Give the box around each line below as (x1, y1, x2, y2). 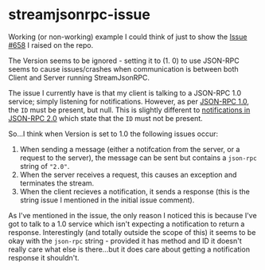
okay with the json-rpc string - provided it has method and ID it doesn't (8, 236, 243, 245)
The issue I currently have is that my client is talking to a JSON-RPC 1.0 (8, 88, 241, 97)
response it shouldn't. (8, 252, 80, 262)
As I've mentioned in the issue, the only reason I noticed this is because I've (8, 210, 257, 220)
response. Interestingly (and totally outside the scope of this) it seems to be (8, 227, 256, 237)
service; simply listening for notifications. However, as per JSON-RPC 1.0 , (8, 96, 249, 106)
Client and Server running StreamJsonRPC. (8, 72, 150, 82)
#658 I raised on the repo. (8, 40, 94, 49)
